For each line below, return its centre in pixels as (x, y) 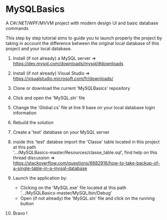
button (27, 204)
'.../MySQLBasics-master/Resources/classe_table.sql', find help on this (85, 152)
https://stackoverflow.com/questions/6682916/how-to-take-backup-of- (86, 163)
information (25, 113)
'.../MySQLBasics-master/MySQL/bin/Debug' (66, 193)
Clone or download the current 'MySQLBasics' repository (72, 88)
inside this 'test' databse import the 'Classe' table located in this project (86, 142)
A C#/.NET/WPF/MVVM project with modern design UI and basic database (82, 23)
